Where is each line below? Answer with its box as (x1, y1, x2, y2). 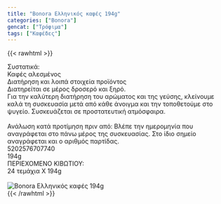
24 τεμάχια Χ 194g (7, 167, 62, 175)
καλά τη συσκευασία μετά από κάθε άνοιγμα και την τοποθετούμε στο (7, 100, 213, 109)
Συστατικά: (7, 62, 40, 71)
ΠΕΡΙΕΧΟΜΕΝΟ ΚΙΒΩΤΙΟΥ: (7, 159, 84, 168)
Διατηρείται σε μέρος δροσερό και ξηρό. (7, 85, 126, 93)
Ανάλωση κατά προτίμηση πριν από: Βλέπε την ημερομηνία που (7, 122, 194, 130)
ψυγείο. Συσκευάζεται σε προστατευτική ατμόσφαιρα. (7, 107, 166, 116)
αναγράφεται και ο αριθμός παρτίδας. (7, 137, 120, 146)
